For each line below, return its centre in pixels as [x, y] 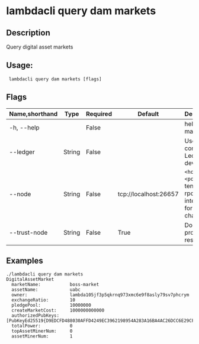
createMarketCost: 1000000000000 [58, 311]
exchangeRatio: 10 [44, 300]
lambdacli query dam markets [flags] [55, 79]
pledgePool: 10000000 [52, 306]
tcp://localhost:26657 [148, 194]
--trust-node [28, 232]
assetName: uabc [46, 290]
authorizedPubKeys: [36, 316]
